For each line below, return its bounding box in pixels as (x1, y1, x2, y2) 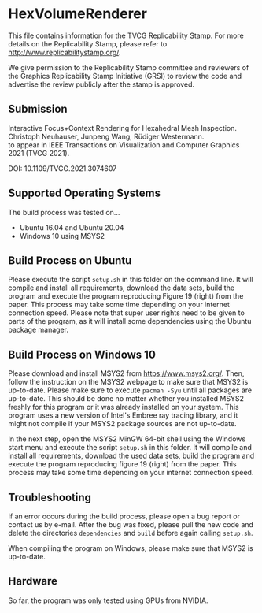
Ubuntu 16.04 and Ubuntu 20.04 (19, 222, 124, 232)
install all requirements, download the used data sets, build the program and (8, 451, 255, 461)
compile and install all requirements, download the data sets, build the (8, 283, 234, 292)
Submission (8, 102, 68, 116)
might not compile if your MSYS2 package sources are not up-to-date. (8, 419, 238, 429)
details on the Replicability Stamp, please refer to (8, 39, 168, 48)
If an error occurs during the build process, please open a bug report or (8, 511, 240, 521)
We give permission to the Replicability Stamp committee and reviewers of (8, 62, 249, 72)
